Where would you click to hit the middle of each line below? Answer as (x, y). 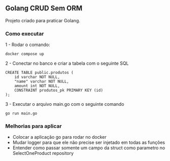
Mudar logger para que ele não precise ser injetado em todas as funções (89, 143)
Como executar (25, 33)
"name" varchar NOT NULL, (42, 82)
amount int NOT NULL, (37, 86)
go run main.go (21, 113)
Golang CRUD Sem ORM (44, 8)
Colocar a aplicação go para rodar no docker (59, 137)
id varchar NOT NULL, (37, 77)
